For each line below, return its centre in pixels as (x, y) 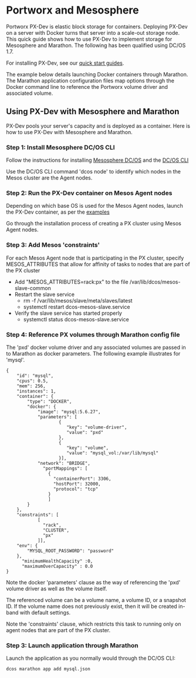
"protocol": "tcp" (76, 489)
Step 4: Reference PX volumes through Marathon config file (93, 334)
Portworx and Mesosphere (72, 10)
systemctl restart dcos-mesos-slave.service (77, 307)
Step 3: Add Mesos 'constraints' (53, 245)
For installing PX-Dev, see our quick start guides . (65, 63)
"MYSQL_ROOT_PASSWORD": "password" (71, 551)
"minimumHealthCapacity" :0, (57, 561)
